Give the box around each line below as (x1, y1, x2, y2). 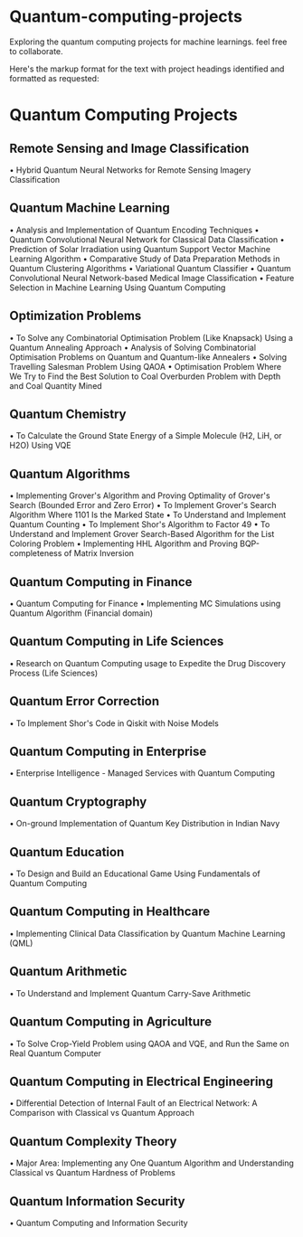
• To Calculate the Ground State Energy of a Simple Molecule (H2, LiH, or (9, 430, 282, 441)
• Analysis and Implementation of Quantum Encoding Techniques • (9, 224, 260, 235)
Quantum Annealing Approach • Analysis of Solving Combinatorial (9, 342, 256, 353)
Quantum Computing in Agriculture (9, 1015, 213, 1030)
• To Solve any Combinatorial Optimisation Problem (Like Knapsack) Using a (9, 332, 294, 343)
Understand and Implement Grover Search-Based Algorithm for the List (9, 529, 275, 540)
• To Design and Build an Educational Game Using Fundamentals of (9, 868, 260, 879)
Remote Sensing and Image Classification (9, 140, 250, 156)
